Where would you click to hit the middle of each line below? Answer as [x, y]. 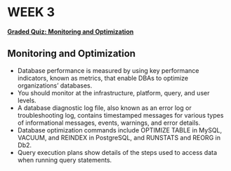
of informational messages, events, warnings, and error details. [109, 123]
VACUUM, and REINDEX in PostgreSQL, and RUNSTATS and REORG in [119, 137]
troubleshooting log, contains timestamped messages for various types [120, 115]
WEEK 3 [31, 12]
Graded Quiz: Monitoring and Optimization [71, 32]
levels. [27, 100]
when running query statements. [65, 160]
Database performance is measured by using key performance [108, 70]
